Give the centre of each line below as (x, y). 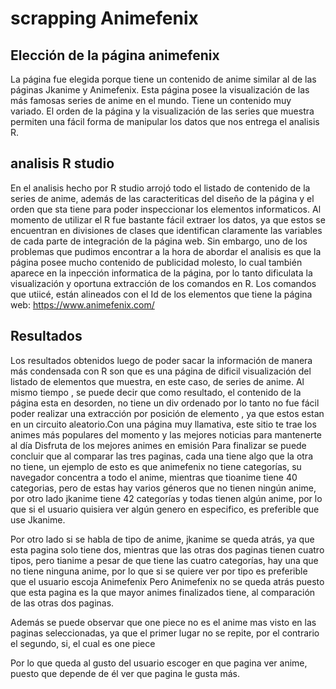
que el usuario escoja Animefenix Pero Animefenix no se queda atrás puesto (167, 581)
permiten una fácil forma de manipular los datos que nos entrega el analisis (165, 121)
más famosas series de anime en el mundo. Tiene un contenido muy (151, 100)
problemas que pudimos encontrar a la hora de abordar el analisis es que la (166, 251)
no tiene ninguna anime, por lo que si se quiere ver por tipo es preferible (159, 571)
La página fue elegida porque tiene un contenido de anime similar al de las (163, 79)
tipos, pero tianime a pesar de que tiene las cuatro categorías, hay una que (164, 560)
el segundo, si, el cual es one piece (83, 643)
